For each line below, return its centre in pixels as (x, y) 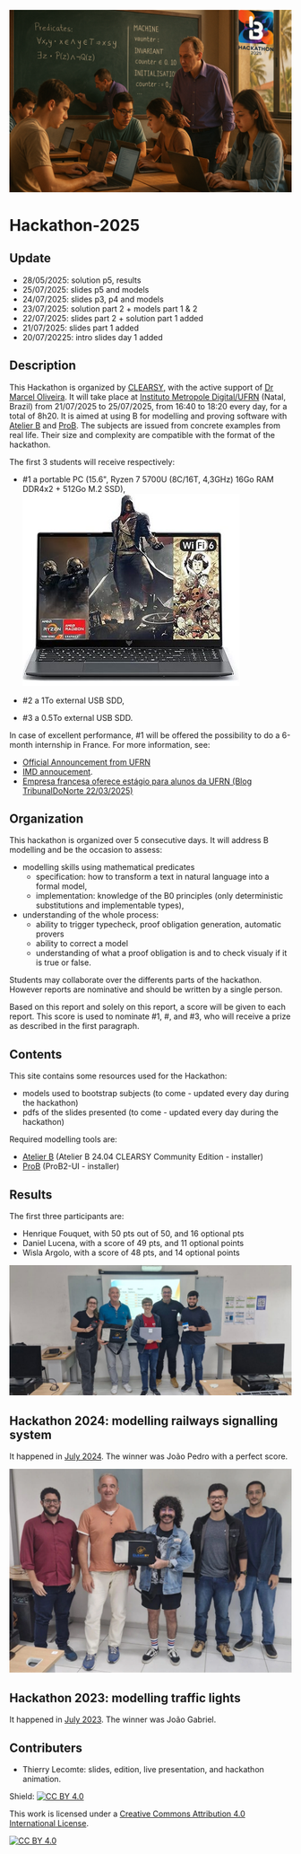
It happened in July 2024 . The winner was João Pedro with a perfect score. (149, 1456)
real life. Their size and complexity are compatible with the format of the (142, 435)
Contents (36, 1054)
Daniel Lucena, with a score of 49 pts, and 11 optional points (133, 1243)
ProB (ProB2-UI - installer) (71, 1166)
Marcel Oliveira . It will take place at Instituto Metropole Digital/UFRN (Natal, (148, 397)
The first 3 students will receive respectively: (92, 461)
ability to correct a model (82, 944)
